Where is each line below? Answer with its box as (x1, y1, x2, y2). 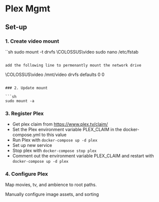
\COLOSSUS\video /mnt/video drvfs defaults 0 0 (5, 71, 105, 77)
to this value (41, 132, 67, 138)
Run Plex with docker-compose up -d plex (12, 137, 98, 143)
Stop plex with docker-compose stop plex (12, 147, 97, 154)
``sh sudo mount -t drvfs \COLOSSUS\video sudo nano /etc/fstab (5, 49, 139, 55)
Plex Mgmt (5, 3, 51, 14)
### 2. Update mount (5, 85, 48, 90)
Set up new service (12, 142, 52, 148)
